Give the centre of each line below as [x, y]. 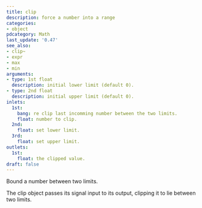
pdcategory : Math [28, 35]
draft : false [23, 164]
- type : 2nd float [29, 91]
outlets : [17, 147]
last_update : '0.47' [32, 40]
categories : [21, 23]
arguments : [20, 74]
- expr [15, 57]
